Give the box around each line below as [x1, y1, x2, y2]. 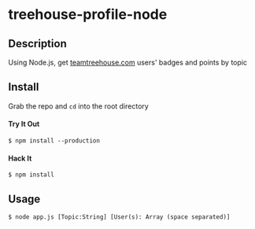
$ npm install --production [8, 137, 101, 145]
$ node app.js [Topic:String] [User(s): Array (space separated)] [8, 213, 231, 221]
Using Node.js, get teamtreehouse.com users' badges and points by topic [8, 57, 248, 67]
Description [8, 37, 67, 50]
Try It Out [8, 120, 40, 129]
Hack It [8, 153, 32, 163]
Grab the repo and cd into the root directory [8, 101, 150, 111]
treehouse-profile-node [8, 6, 168, 24]
